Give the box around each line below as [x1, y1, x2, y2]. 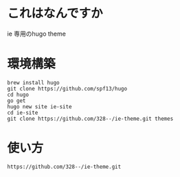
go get [7, 97, 26, 104]
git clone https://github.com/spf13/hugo [7, 85, 128, 92]
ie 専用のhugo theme [7, 29, 67, 38]
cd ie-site [7, 109, 38, 116]
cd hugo [7, 91, 30, 98]
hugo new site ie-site [7, 103, 72, 110]
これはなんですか [7, 5, 103, 21]
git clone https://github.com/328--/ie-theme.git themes [7, 115, 174, 122]
